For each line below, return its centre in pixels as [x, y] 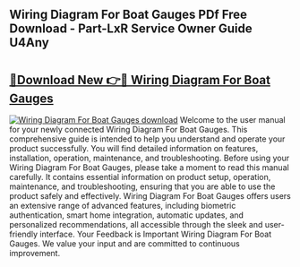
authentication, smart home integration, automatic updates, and [127, 215]
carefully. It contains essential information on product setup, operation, [140, 177]
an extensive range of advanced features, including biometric [123, 206]
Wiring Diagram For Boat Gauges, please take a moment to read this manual [149, 168]
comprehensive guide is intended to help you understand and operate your [147, 139]
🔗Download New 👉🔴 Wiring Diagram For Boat [140, 80]
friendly [24, 234]
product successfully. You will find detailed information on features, [134, 148]
